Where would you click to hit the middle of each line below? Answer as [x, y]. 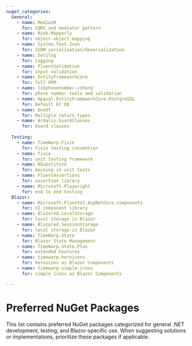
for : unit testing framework [57, 159]
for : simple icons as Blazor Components [72, 274]
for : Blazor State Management [58, 241]
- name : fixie [34, 153]
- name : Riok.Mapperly [44, 33]
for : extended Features [51, 252]
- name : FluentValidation [48, 66]
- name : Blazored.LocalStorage [55, 214]
